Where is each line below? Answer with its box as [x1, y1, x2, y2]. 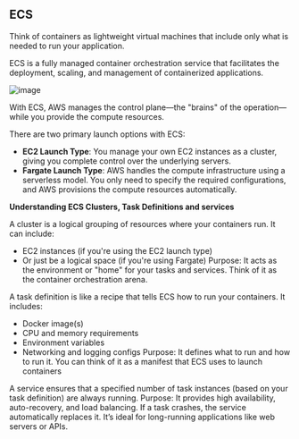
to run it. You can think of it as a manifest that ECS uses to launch [21, 356, 263, 367]
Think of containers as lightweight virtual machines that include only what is [9, 30, 288, 41]
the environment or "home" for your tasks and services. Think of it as [21, 264, 278, 275]
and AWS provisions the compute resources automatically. [21, 183, 237, 195]
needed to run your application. [9, 40, 125, 51]
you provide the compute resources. [30, 111, 165, 122]
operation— [243, 102, 287, 113]
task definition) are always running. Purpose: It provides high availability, [9, 393, 277, 403]
